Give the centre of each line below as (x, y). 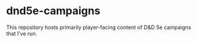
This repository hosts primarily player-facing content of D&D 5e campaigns (99, 27)
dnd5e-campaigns (53, 11)
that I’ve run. (22, 33)
